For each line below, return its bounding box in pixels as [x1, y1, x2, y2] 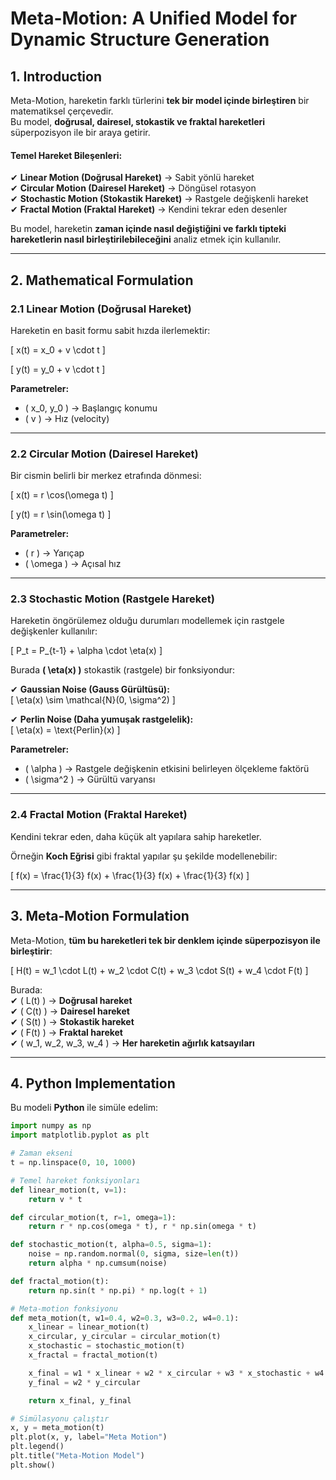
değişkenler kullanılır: [10, 625, 98, 637]
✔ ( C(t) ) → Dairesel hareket [10, 1005, 130, 1017]
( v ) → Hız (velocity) [24, 412, 110, 424]
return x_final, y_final [28, 1395, 132, 1406]
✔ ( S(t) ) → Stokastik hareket [10, 1015, 135, 1027]
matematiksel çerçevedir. [10, 105, 114, 117]
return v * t [28, 1194, 83, 1204]
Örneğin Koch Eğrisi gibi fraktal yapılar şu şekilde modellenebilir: [10, 850, 278, 862]
